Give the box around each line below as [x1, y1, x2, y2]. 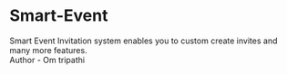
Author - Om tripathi [9, 54, 85, 65]
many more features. [9, 44, 88, 55]
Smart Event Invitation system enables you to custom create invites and [9, 35, 278, 46]
